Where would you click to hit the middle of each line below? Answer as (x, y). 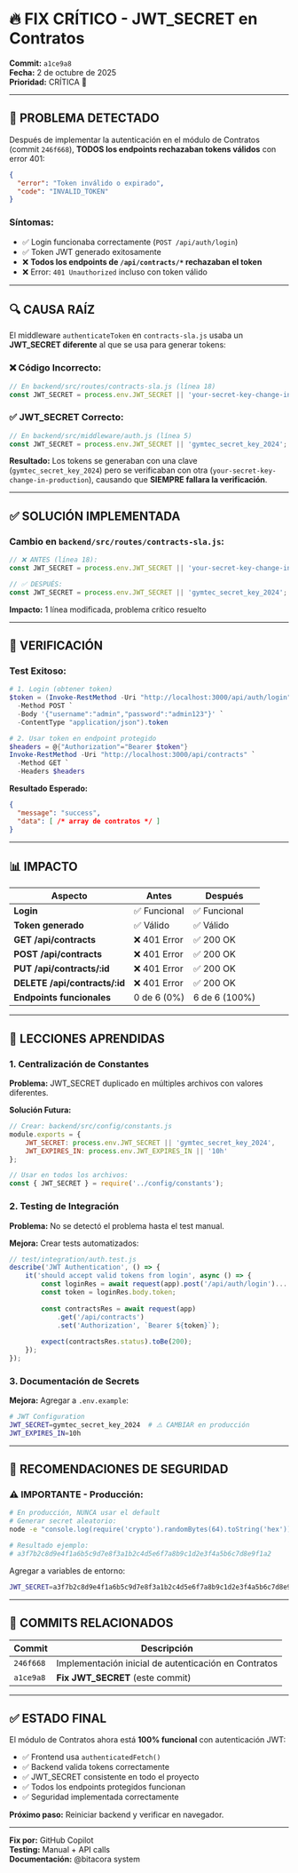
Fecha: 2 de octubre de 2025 (63, 72)
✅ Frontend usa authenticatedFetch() (91, 1757)
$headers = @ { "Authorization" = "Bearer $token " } (99, 746)
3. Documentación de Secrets (74, 1381)
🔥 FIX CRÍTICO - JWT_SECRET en (133, 19)
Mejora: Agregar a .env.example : (69, 1400)
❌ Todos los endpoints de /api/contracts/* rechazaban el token (142, 261)
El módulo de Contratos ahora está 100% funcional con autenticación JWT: (148, 1740)
